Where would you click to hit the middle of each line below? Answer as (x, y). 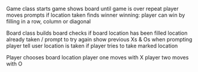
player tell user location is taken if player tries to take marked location (92, 46)
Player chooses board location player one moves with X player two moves (97, 57)
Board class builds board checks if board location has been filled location (97, 33)
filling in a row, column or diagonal (49, 21)
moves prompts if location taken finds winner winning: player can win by (96, 15)
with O (14, 64)
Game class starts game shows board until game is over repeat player (92, 9)
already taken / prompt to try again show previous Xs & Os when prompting (99, 39)
